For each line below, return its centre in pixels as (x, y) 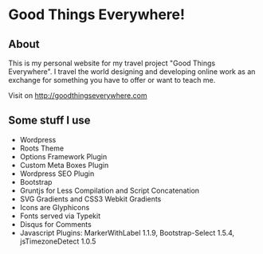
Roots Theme (42, 148)
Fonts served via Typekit (60, 216)
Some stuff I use (49, 121)
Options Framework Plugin (63, 156)
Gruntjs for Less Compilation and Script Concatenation (110, 190)
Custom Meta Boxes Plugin (64, 165)
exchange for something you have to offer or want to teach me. (112, 80)
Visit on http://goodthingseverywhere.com (78, 96)
